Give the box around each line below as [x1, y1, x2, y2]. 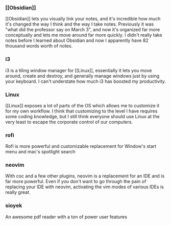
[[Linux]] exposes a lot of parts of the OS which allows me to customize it [5, 102, 160, 108]
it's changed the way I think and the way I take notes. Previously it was [5, 21, 154, 27]
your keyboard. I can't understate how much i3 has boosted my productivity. [5, 78, 166, 84]
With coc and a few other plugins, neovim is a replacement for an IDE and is [5, 173, 165, 179]
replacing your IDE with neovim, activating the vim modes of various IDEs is [5, 184, 164, 190]
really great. [5, 189, 31, 195]
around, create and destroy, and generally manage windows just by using [5, 73, 160, 79]
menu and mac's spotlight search [5, 149, 76, 155]
